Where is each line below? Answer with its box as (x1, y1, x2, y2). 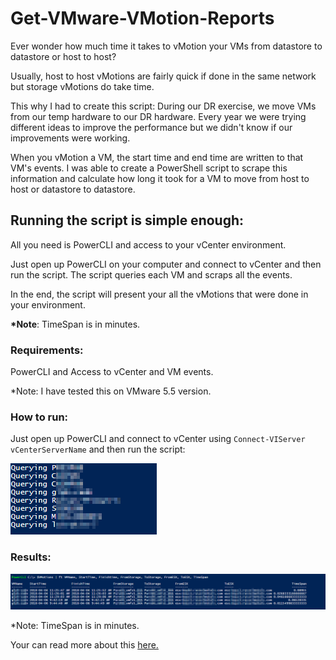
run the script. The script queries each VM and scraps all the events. (10, 268, 293, 281)
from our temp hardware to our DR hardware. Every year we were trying (10, 110, 307, 122)
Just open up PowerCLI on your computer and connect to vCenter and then (10, 258, 322, 270)
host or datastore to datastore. (10, 183, 136, 195)
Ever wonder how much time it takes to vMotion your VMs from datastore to (10, 40, 323, 52)
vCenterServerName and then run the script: (10, 443, 186, 456)
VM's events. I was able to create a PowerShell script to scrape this (10, 162, 288, 174)
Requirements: (10, 343, 84, 357)
